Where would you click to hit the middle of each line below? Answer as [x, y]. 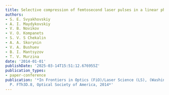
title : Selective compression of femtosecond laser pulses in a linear [82, 10]
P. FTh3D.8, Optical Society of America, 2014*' [62, 84]
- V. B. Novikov [22, 29]
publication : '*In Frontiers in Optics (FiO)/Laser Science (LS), [76, 80]
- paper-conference [26, 75]
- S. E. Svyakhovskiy [28, 19]
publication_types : [26, 71]
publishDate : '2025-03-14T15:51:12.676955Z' [53, 66]
